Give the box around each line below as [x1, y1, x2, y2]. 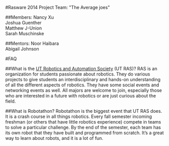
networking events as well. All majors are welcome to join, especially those [5, 87, 162, 93]
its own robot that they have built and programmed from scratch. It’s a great [5, 130, 164, 136]
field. [5, 98, 16, 104]
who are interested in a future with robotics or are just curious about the [5, 93, 156, 99]
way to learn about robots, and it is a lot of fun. [5, 135, 103, 141]
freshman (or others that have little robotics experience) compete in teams [5, 119, 161, 125]
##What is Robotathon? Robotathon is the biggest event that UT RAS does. [5, 108, 162, 114]
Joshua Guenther [5, 20, 42, 26]
